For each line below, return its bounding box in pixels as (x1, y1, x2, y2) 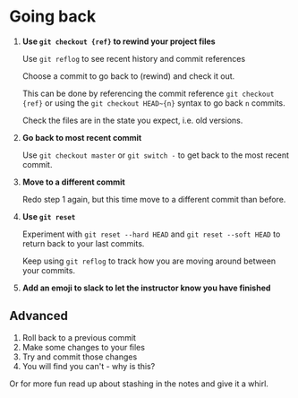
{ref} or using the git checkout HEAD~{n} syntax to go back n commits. (21, 97, 286, 108)
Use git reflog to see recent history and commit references (21, 53, 246, 64)
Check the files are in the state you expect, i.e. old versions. (21, 115, 243, 125)
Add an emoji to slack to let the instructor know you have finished (21, 282, 271, 293)
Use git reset (21, 211, 76, 221)
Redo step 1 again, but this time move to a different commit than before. (21, 194, 286, 204)
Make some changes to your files (21, 342, 146, 352)
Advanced (9, 308, 69, 324)
